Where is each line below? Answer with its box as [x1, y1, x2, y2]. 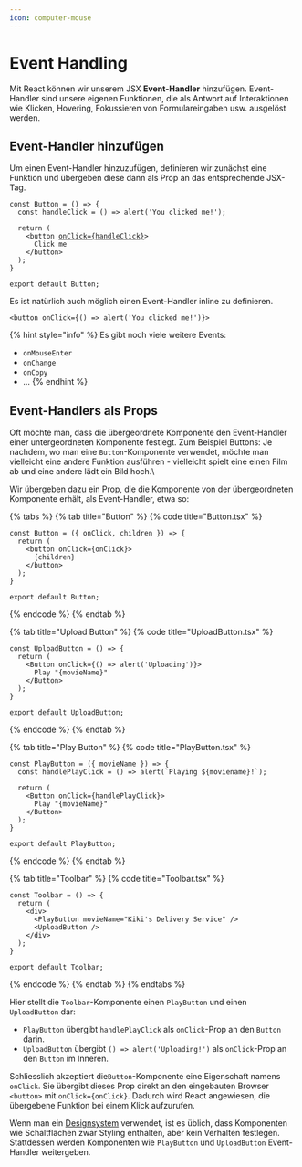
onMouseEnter [22, 349, 73, 358]
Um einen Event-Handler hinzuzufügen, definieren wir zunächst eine [9, 163, 267, 174]
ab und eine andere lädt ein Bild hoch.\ [9, 466, 155, 477]
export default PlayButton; [9, 840, 117, 849]
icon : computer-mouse [9, 13, 92, 23]
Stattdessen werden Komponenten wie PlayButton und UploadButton [9, 1137, 266, 1148]
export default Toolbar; [9, 963, 104, 972]
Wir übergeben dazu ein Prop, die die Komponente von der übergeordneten [9, 483, 294, 494]
